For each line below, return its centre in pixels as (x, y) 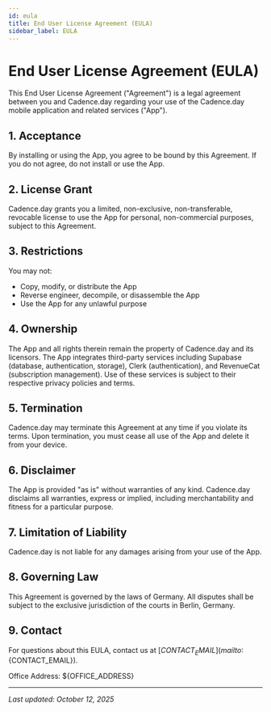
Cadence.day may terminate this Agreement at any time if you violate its (128, 428)
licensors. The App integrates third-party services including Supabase (125, 357)
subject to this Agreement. (52, 225)
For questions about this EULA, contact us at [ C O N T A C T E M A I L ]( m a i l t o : (126, 651)
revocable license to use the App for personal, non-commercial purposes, (131, 217)
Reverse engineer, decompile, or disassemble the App (110, 295)
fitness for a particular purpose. (61, 507)
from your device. (38, 444)
